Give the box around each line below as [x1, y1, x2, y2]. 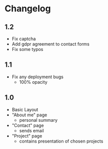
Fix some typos [11, 47, 44, 52]
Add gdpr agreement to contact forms [11, 41, 90, 47]
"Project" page [11, 133, 43, 139]
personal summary [19, 117, 58, 123]
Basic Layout [11, 106, 38, 112]
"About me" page [11, 112, 48, 118]
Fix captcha [11, 36, 36, 42]
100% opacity [19, 79, 48, 85]
